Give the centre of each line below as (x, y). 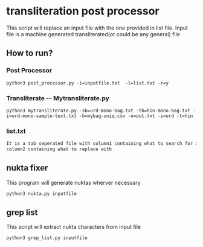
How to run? (30, 53)
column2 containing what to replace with (59, 149)
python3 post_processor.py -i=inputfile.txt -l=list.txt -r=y (88, 83)
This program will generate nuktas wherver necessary (73, 182)
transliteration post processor (83, 11)
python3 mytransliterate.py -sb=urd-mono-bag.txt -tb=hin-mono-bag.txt (98, 111)
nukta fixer (27, 168)
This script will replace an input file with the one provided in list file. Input (97, 28)
